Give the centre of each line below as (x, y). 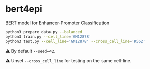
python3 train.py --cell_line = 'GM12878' (48, 37)
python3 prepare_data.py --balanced (44, 32)
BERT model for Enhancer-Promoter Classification (57, 23)
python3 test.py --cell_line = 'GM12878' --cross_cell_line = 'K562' (75, 41)
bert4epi (24, 9)
